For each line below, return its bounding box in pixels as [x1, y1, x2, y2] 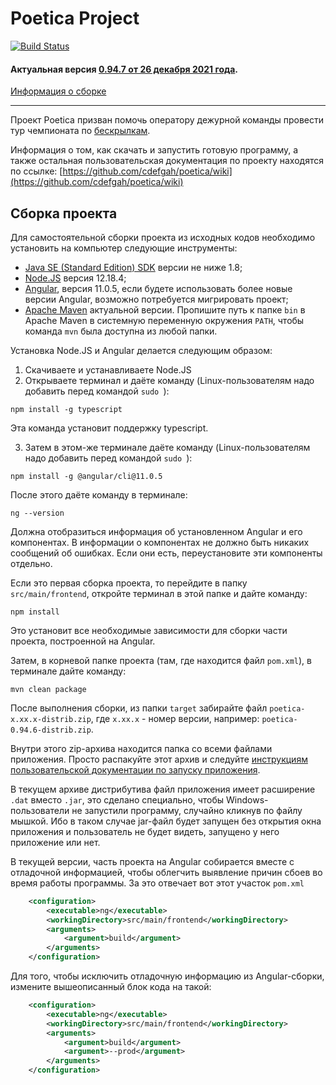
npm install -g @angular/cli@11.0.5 [10, 471, 163, 481]
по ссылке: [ [10, 165, 63, 177]
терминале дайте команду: [10, 665, 127, 677]
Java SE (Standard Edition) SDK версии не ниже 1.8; [24, 261, 243, 273]
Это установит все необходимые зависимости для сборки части [10, 624, 288, 636]
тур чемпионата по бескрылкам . [10, 125, 151, 137]
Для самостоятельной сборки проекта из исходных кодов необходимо [10, 231, 316, 243]
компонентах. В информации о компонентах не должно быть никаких [10, 536, 310, 548]
